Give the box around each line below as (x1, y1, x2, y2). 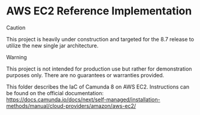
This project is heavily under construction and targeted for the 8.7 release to (6, 35, 195, 43)
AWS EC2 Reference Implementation (6, 4, 192, 18)
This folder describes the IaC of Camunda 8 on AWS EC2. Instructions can (6, 83, 190, 90)
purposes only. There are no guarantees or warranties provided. (6, 71, 165, 78)
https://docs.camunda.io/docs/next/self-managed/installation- (6, 96, 160, 103)
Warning (6, 53, 27, 60)
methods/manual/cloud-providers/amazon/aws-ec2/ (6, 102, 137, 109)
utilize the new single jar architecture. (6, 42, 99, 49)
